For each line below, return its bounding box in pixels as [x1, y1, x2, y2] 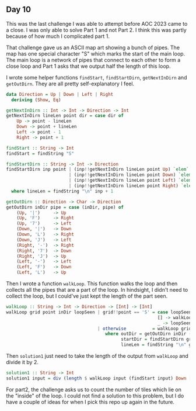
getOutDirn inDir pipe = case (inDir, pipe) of [6, 204, 124, 210]
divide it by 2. [6, 359, 39, 366]
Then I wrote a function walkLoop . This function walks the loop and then [6, 280, 178, 287]
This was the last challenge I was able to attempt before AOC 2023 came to [6, 20, 188, 27]
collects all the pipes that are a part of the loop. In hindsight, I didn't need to [6, 286, 188, 293]
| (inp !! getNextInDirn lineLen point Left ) [68, 178, 176, 184]
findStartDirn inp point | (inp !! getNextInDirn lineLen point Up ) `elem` [6, 167, 190, 172]
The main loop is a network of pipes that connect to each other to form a [6, 56, 181, 63]
